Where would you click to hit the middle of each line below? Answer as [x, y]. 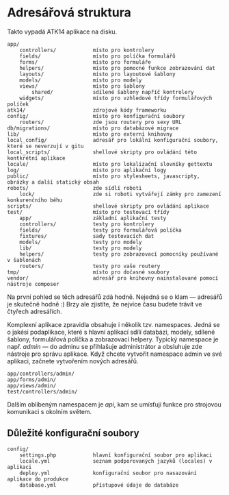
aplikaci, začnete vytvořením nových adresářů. [73, 361]
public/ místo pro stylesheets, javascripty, [104, 176]
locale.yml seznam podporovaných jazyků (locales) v [116, 461]
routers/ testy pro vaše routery [90, 266]
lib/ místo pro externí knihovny [90, 134]
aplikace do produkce [38, 479]
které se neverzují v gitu [45, 146]
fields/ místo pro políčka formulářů [97, 56]
